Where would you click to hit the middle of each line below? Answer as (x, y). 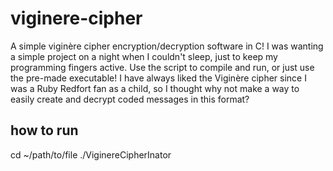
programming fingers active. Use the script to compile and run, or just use (162, 67)
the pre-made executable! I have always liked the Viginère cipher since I (158, 78)
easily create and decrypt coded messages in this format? (130, 99)
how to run (44, 130)
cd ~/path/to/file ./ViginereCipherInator (91, 154)
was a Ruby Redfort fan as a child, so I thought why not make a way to (155, 88)
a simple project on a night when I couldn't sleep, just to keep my (144, 56)
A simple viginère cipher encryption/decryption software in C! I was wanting (167, 46)
